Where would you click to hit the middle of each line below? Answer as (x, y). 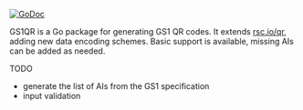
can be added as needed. (57, 51)
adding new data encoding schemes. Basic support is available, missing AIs (151, 41)
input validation (52, 96)
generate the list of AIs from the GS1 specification (116, 86)
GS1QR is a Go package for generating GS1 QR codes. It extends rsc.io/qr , (148, 31)
